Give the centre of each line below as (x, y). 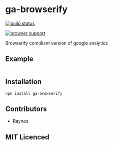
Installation (23, 82)
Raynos (21, 121)
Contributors (26, 109)
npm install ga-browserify (34, 93)
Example (19, 59)
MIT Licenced (27, 137)
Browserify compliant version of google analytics (57, 43)
